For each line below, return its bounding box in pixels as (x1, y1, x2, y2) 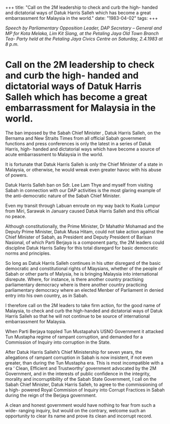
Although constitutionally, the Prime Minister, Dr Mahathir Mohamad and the (5, 223, 164, 229)
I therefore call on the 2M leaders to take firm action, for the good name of (5, 302, 161, 308)
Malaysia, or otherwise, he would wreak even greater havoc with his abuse (5, 166, 161, 172)
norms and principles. (5, 250, 51, 256)
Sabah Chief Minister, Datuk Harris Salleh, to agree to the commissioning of (5, 381, 163, 387)
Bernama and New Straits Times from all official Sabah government (5, 135, 146, 141)
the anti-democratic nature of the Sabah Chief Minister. (5, 193, 121, 199)
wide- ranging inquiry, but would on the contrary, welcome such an (5, 407, 146, 413)
